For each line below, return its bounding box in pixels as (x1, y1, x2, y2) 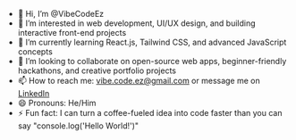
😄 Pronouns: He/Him (17, 98, 97, 108)
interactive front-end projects (17, 28, 127, 37)
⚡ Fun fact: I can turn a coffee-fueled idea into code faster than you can (17, 108, 283, 118)
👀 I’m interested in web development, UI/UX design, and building (17, 18, 257, 29)
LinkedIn (17, 88, 50, 98)
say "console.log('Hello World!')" (17, 120, 140, 131)
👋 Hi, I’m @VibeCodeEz (17, 9, 105, 19)
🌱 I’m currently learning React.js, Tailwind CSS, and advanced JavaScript (17, 37, 287, 47)
